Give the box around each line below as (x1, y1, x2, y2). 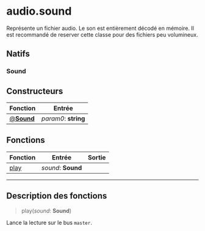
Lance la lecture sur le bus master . (6, 219, 93, 226)
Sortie (87, 153, 106, 161)
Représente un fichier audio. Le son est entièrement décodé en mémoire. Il (6, 24, 194, 32)
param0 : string (41, 114, 85, 123)
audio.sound (6, 4, 72, 18)
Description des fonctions (6, 191, 107, 201)
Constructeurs (6, 86, 63, 96)
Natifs (6, 49, 31, 59)
